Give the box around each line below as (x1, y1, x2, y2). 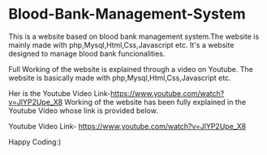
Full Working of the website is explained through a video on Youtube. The (8, 64, 253, 73)
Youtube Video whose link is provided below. (8, 106, 158, 115)
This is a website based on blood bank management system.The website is (8, 31, 260, 41)
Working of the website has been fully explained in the (64, 97, 246, 107)
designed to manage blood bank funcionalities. (8, 48, 166, 58)
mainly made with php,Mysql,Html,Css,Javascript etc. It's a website (8, 40, 235, 49)
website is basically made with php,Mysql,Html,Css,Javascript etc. (8, 73, 231, 82)
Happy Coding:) (8, 136, 62, 146)
